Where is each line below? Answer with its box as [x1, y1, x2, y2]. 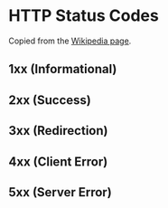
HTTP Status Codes [8, 5, 159, 26]
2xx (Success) [8, 92, 91, 108]
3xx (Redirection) [8, 123, 108, 138]
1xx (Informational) [8, 61, 117, 77]
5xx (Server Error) [8, 184, 112, 200]
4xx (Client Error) [8, 154, 108, 169]
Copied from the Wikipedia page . [8, 35, 132, 46]
